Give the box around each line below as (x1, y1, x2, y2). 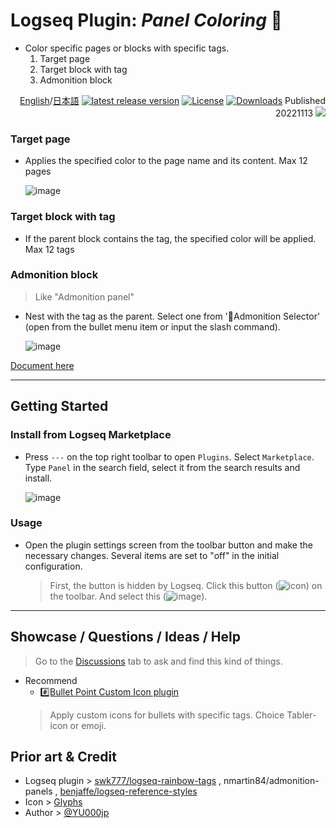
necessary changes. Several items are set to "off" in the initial (24, 549, 280, 561)
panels (24, 785, 53, 798)
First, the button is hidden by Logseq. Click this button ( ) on (49, 579, 323, 591)
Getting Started (10, 398, 109, 415)
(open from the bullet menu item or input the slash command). (24, 320, 281, 333)
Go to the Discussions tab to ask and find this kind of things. (34, 655, 283, 667)
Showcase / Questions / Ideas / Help (10, 629, 241, 646)
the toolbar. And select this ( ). (49, 590, 208, 602)
